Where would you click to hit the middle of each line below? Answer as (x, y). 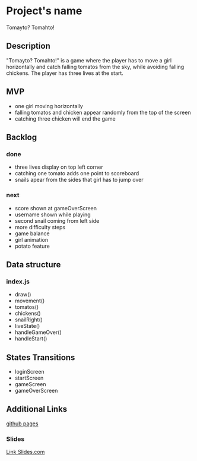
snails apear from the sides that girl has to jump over (79, 180)
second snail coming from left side (57, 220)
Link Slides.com (26, 452)
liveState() (27, 326)
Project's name (44, 11)
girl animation (31, 239)
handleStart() (31, 339)
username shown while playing (53, 214)
